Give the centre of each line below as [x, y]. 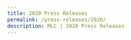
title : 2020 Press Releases [48, 13]
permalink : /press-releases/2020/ [57, 20]
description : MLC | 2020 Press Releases [66, 26]
